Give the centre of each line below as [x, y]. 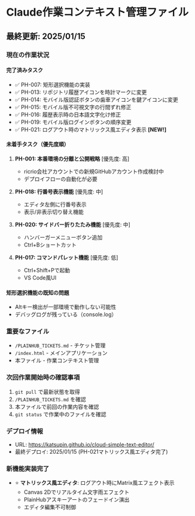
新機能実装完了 [28, 469]
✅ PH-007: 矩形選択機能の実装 [53, 84]
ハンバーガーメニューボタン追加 [63, 237]
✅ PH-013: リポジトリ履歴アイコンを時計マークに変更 [81, 92]
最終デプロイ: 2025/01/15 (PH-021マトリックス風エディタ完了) [92, 452]
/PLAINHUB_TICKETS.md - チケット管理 [60, 345]
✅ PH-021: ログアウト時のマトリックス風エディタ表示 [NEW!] [90, 129]
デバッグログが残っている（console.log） [66, 314]
